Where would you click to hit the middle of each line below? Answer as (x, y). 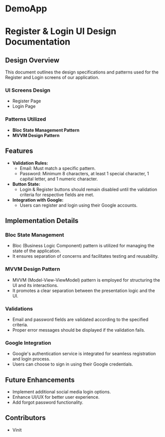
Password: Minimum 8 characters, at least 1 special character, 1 (84, 173)
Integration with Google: (38, 200)
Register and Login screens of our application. (52, 77)
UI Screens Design (28, 90)
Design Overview (32, 60)
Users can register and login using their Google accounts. (79, 205)
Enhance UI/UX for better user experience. (56, 397)
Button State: (26, 184)
